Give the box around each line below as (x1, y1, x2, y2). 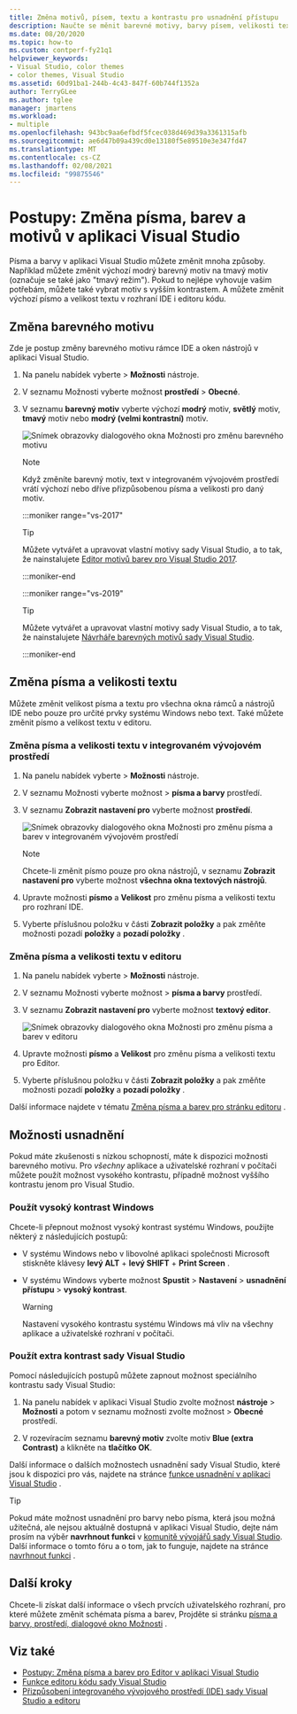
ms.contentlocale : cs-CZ (9, 152, 101, 162)
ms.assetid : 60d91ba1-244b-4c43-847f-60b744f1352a (9, 79, 200, 88)
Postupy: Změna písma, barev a (9, 207, 247, 228)
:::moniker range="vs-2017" (21, 510, 124, 520)
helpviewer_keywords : (9, 54, 89, 63)
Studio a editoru (21, 1695, 81, 1706)
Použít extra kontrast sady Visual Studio (9, 1350, 186, 1362)
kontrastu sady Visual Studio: (9, 1379, 116, 1390)
